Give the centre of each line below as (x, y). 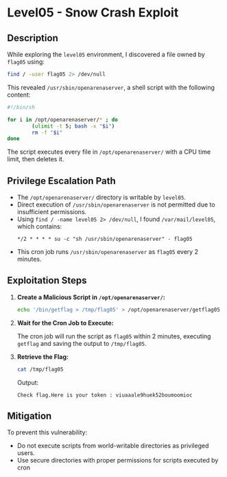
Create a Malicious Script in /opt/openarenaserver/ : (91, 297)
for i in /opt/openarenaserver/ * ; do (62, 119)
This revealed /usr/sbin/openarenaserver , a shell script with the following (111, 87)
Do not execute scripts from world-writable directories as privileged (113, 446)
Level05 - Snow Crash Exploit (93, 13)
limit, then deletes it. (36, 159)
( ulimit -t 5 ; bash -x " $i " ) (73, 126)
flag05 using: (26, 62)
